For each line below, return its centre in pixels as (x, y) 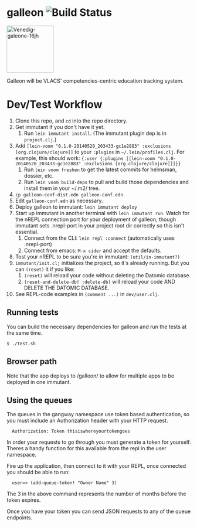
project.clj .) (40, 139)
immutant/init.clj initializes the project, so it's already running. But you (102, 263)
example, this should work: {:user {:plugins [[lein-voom (85, 158)
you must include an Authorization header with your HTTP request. (87, 421)
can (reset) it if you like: (45, 269)
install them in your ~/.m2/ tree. (62, 188)
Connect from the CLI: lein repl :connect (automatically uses (99, 238)
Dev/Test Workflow (55, 105)
